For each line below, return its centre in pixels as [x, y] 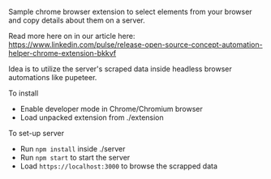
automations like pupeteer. [53, 77]
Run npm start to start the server [75, 158]
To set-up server [37, 133]
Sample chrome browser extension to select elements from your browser [131, 12]
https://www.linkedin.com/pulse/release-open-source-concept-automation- [135, 45]
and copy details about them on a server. [77, 20]
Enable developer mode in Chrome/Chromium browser [111, 109]
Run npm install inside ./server [73, 149]
